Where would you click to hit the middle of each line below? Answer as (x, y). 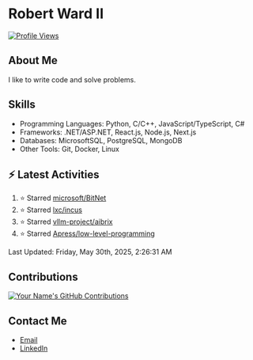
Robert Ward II (56, 14)
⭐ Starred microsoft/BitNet (63, 198)
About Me (33, 61)
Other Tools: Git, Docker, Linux (70, 149)
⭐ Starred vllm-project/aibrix (66, 222)
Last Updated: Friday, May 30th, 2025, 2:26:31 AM (90, 252)
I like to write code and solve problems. (72, 79)
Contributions (43, 277)
